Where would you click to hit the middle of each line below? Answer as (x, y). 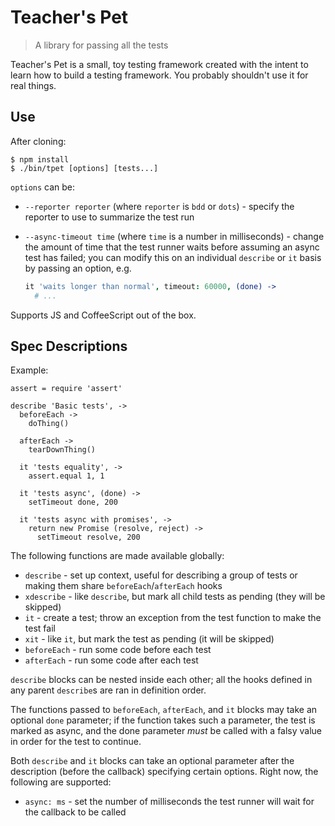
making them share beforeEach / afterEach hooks (123, 586)
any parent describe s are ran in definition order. (108, 690)
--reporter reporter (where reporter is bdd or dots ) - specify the (159, 206)
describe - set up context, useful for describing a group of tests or (161, 575)
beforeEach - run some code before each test (118, 650)
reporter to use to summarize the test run (109, 217)
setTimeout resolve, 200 (88, 537)
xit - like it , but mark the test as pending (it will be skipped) (149, 639)
